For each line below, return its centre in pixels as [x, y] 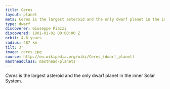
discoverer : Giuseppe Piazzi [36, 29]
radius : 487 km [21, 43]
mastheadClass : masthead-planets [40, 61]
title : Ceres [19, 10]
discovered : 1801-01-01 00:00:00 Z [43, 33]
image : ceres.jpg [24, 52]
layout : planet [21, 15]
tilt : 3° [14, 47]
